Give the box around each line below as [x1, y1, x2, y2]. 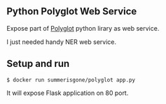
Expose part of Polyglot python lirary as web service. [6, 24, 160, 32]
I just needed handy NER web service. [6, 38, 117, 46]
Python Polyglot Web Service [6, 6, 137, 17]
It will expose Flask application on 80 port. [6, 89, 129, 97]
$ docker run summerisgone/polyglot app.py [6, 76, 136, 83]
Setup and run [6, 58, 70, 70]
